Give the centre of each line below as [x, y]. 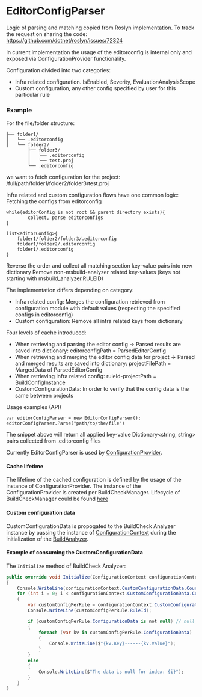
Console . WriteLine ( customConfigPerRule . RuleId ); [90, 611]
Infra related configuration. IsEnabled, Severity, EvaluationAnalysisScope [105, 82]
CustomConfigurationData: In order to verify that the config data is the [102, 389]
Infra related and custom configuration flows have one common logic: [93, 195]
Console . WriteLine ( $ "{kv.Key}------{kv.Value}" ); [112, 644]
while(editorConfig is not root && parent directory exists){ [86, 213]
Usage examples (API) [34, 407]
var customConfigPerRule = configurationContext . [91, 605]
